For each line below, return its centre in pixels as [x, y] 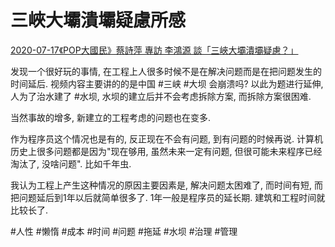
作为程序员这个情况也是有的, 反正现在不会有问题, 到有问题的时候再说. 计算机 [166, 138]
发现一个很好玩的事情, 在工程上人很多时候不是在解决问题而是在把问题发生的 [166, 71]
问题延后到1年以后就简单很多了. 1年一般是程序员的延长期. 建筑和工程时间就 [172, 197]
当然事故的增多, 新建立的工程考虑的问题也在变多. [111, 117]
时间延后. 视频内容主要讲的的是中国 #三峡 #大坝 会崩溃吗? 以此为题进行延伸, [167, 83]
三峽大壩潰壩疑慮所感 [98, 20]
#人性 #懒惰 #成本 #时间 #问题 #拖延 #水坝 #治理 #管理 [124, 231]
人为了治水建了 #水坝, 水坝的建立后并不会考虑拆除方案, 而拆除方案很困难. [161, 96]
